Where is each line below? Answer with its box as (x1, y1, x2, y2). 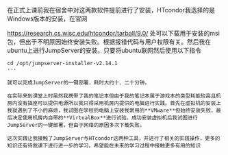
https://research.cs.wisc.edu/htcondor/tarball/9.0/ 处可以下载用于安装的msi (7, 29, 220, 37)
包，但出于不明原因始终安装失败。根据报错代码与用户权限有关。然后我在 (7, 38, 211, 46)
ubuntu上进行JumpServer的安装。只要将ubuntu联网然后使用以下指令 (7, 47, 202, 54)
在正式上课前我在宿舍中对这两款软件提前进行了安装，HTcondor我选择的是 (7, 6, 216, 14)
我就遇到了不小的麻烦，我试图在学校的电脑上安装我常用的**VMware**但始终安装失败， (7, 107, 216, 114)
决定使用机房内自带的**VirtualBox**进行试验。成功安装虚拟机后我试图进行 (12, 115, 199, 121)
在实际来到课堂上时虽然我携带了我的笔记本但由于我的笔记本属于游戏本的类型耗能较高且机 (7, 93, 221, 99)
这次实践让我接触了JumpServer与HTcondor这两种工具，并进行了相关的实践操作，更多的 (7, 135, 220, 142)
